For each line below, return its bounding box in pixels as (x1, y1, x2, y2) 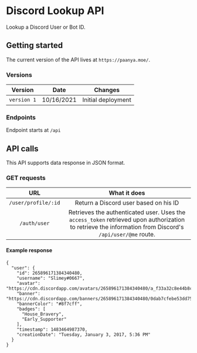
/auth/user (19, 220, 50, 227)
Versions (6, 70, 32, 79)
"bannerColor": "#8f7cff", (16, 301, 83, 307)
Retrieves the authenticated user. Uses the (68, 208, 186, 216)
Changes (93, 86, 120, 94)
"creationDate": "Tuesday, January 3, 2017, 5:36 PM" (16, 331, 151, 338)
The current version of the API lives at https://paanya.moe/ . (6, 56, 151, 63)
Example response (6, 247, 53, 254)
